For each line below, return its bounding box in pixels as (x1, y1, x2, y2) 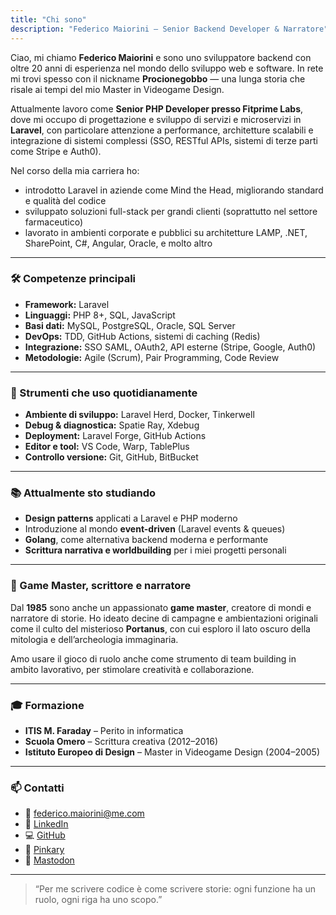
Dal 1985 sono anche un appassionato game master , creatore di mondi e (10, 601, 312, 613)
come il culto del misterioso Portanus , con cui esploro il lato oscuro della (10, 622, 311, 635)
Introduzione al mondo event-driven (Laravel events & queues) (24, 523, 286, 535)
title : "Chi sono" (10, 14, 87, 25)
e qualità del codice (24, 194, 107, 206)
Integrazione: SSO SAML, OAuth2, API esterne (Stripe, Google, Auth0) (24, 341, 317, 353)
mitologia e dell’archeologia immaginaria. (10, 633, 179, 645)
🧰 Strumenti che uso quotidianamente (10, 386, 198, 400)
